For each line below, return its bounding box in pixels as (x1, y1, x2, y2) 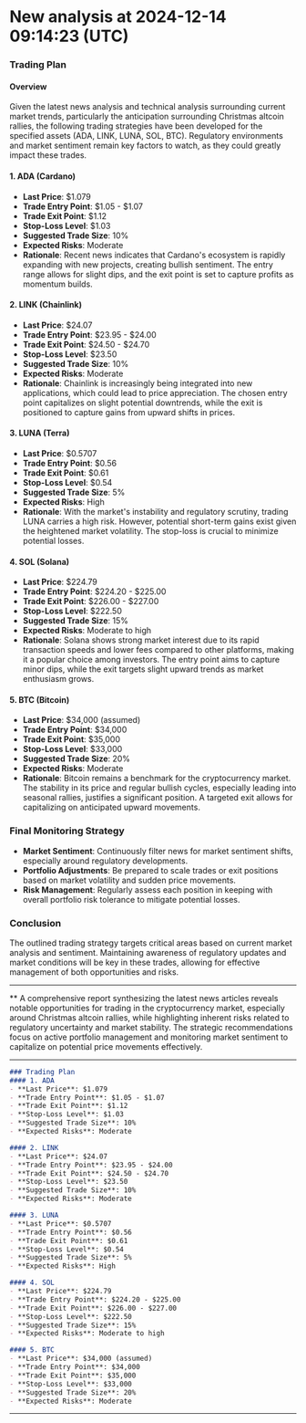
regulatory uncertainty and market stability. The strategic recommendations (9, 1021, 293, 1032)
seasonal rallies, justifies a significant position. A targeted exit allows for (22, 792, 293, 803)
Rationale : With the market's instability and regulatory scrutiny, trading (22, 506, 289, 517)
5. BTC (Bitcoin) (9, 694, 70, 705)
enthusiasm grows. (22, 674, 95, 685)
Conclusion (9, 916, 62, 929)
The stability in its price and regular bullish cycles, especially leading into (22, 782, 297, 793)
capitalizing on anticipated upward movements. (22, 801, 200, 813)
